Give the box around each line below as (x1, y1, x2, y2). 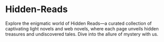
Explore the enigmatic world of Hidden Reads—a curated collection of (5, 20, 152, 26)
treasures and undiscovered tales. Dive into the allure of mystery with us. (5, 31, 159, 37)
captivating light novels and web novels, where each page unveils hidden (5, 25, 159, 31)
